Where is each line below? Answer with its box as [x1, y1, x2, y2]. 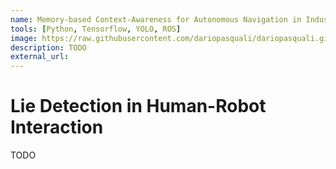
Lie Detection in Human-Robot [10, 95, 267, 118]
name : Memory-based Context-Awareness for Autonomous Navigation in [10, 14, 302, 25]
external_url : [10, 52, 70, 62]
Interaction [10, 116, 104, 139]
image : [10, 33, 38, 43]
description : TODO [10, 42, 87, 53]
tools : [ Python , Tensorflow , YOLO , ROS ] [10, 24, 182, 34]
